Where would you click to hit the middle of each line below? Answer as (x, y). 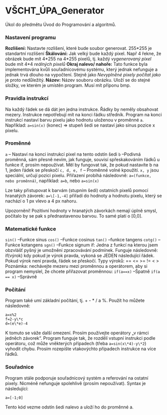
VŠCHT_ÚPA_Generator (55, 11)
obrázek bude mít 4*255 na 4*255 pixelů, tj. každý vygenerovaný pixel (78, 59)
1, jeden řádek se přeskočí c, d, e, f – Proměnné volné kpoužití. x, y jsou (82, 170)
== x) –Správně (21, 277)
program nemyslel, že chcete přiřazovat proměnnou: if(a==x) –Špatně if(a (83, 271)
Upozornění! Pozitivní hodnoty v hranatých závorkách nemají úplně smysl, (81, 210)
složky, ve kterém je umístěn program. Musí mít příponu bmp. (68, 85)
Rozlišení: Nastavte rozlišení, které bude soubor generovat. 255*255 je (79, 48)
